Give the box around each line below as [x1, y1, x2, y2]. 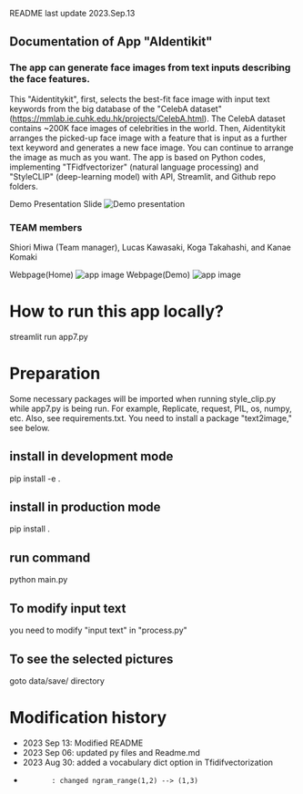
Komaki [9, 251, 38, 263]
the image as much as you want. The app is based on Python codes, [9, 151, 266, 162]
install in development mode [9, 449, 174, 464]
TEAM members [9, 221, 83, 233]
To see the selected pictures [9, 651, 174, 666]
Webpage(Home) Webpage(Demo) [9, 269, 191, 280]
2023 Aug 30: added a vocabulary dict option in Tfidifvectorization [22, 757, 274, 768]
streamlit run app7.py [9, 331, 88, 342]
